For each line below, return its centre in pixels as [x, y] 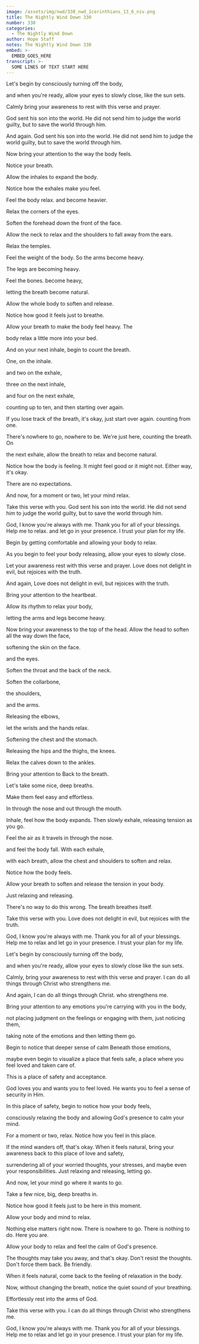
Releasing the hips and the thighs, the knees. [61, 751]
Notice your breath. [30, 166]
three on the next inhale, [36, 385]
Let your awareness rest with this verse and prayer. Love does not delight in [99, 566]
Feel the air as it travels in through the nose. [60, 838]
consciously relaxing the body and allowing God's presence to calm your [95, 1118]
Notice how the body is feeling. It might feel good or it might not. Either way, [99, 466]
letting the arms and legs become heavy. [56, 618]
